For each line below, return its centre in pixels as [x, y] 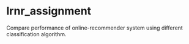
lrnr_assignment [49, 11]
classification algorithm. [36, 34]
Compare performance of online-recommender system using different [95, 28]
